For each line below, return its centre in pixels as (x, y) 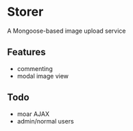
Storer (25, 12)
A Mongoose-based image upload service (66, 31)
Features (26, 52)
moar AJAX (33, 114)
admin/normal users (45, 121)
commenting (35, 68)
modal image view (43, 76)
